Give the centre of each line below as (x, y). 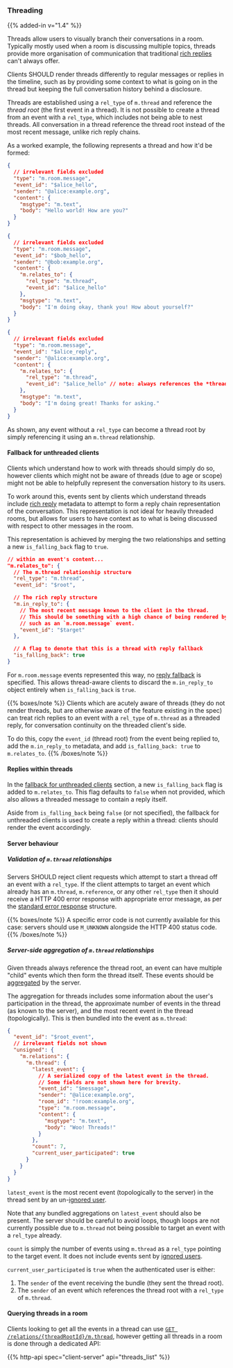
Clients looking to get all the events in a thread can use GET (91, 1328)
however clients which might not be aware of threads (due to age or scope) (115, 475)
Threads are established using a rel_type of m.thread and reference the (110, 103)
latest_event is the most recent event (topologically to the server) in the (110, 1192)
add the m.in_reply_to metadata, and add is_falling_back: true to (104, 746)
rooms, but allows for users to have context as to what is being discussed (112, 518)
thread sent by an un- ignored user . (57, 1200)
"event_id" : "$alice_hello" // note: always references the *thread (127, 384)
